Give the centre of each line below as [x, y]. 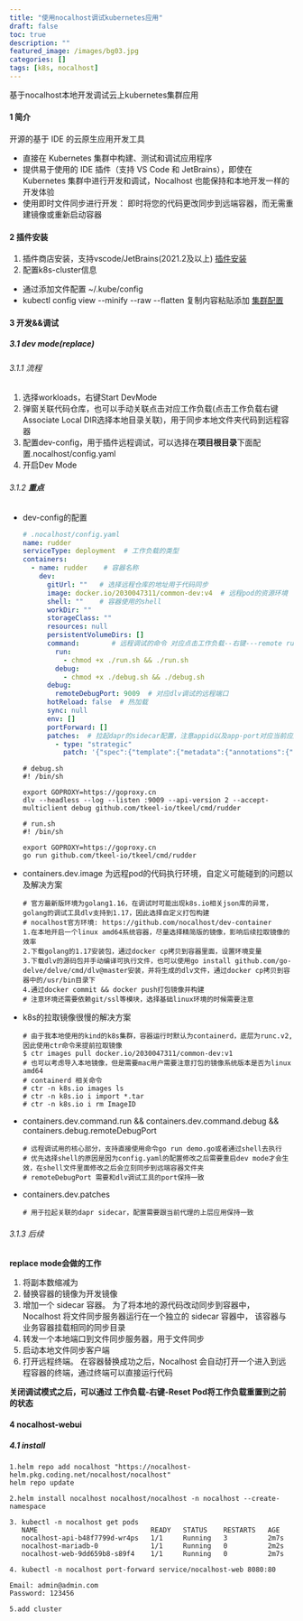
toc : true [28, 34]
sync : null [67, 711]
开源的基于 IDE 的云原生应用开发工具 [78, 139]
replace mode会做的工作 [55, 1264]
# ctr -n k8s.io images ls [73, 1088]
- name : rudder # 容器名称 [85, 568]
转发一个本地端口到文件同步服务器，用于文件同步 [113, 1339]
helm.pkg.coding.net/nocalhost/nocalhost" [90, 1475]
